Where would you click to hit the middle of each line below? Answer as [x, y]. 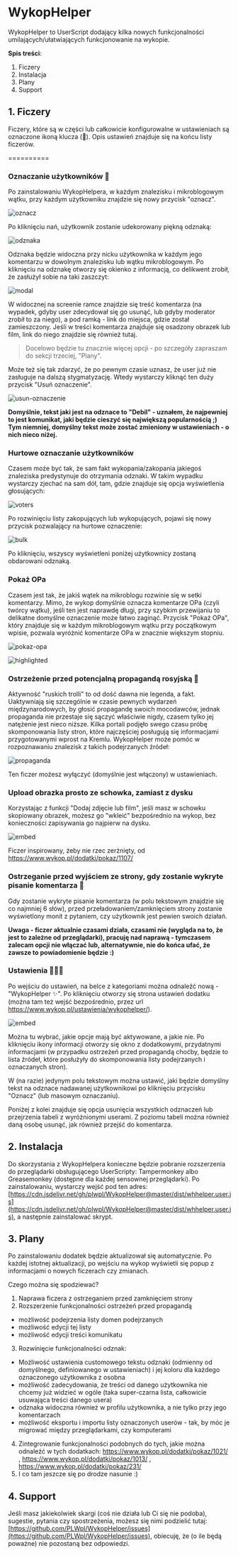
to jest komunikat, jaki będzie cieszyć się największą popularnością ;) [113, 420]
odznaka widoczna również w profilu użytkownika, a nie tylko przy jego [123, 1407]
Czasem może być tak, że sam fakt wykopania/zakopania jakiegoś [105, 468]
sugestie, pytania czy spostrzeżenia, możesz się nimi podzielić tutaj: [108, 1521]
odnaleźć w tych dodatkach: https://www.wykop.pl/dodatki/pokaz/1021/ [123, 1451]
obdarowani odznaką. [40, 561]
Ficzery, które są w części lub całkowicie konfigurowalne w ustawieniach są [119, 129]
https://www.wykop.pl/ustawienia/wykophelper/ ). [80, 1009]
